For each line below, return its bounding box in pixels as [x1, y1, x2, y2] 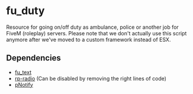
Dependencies [6, 53, 61, 63]
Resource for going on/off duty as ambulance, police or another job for [6, 23, 179, 31]
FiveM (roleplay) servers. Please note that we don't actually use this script [6, 29, 187, 36]
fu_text [14, 69, 31, 76]
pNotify [14, 81, 34, 88]
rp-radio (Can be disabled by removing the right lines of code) [14, 75, 167, 82]
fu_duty [6, 4, 45, 18]
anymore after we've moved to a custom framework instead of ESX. [6, 36, 171, 43]
